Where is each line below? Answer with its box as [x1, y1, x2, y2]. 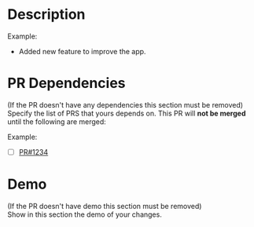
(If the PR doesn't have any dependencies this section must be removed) [7, 100, 244, 109]
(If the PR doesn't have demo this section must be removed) [7, 201, 202, 211]
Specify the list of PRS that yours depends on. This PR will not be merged [7, 108, 246, 118]
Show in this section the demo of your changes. [7, 210, 162, 219]
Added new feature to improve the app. [18, 46, 146, 56]
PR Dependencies [7, 75, 127, 92]
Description [7, 5, 86, 24]
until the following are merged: [7, 116, 107, 126]
